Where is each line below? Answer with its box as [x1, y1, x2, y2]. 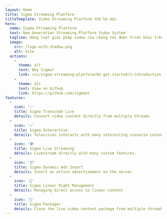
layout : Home [5, 7, 32, 12]
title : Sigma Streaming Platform [5, 12, 75, 17]
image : [9, 40, 23, 45]
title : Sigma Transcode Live [14, 109, 75, 114]
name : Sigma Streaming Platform [9, 26, 77, 31]
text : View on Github [18, 86, 64, 91]
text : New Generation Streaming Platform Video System [9, 30, 126, 35]
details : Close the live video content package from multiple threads [14, 206, 164, 212]
